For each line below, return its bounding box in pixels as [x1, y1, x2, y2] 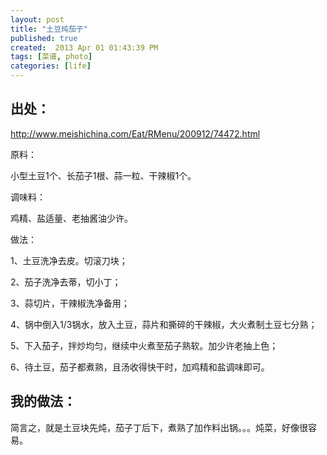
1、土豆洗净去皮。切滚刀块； [10, 254, 128, 266]
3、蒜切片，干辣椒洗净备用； [10, 297, 130, 309]
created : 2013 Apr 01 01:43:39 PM [10, 42, 159, 53]
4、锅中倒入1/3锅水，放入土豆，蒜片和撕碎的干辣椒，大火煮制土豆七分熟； [10, 318, 318, 330]
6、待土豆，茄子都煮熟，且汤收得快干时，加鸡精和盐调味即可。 [10, 361, 270, 373]
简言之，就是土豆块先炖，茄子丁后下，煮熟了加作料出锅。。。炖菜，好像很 [10, 421, 308, 433]
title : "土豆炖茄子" [10, 24, 88, 34]
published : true [10, 33, 78, 43]
